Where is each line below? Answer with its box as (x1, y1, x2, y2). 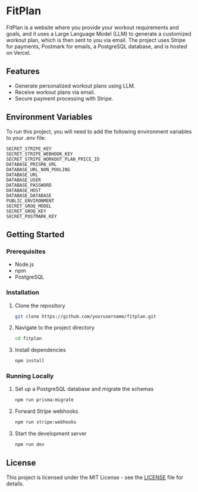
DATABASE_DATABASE (6, 192, 52, 199)
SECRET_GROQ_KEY (6, 208, 46, 214)
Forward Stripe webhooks (14, 408, 78, 415)
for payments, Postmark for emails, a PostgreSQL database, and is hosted (6, 43, 187, 50)
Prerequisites (6, 247, 46, 255)
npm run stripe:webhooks (14, 419, 77, 425)
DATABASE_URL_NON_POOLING (6, 167, 70, 173)
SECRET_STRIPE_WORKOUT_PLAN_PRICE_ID (6, 156, 100, 162)
